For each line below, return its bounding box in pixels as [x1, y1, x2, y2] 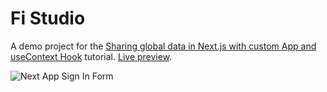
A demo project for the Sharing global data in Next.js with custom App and [10, 40, 317, 52]
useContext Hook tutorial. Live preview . [10, 50, 173, 62]
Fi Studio [10, 7, 86, 30]
